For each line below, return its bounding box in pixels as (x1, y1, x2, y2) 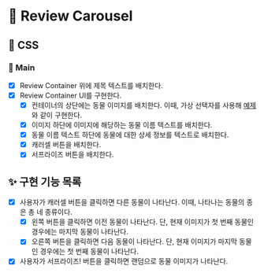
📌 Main (8, 62, 35, 73)
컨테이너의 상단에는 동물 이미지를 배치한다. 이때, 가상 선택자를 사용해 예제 (31, 101, 257, 109)
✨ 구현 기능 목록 (8, 175, 82, 188)
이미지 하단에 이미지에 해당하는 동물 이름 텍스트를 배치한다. (31, 120, 213, 130)
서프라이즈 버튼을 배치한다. (31, 149, 114, 160)
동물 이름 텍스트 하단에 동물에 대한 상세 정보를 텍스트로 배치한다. (31, 130, 229, 140)
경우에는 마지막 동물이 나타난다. (31, 227, 128, 237)
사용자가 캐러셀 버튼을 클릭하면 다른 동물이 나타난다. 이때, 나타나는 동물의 (19, 197, 245, 207)
